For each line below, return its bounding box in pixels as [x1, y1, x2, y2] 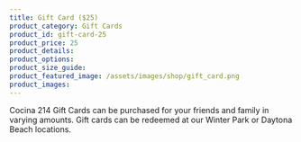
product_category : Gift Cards [9, 22, 123, 31]
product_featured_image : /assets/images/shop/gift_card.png [9, 72, 241, 81]
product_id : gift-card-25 [9, 30, 106, 39]
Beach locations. [9, 123, 72, 135]
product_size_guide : [9, 64, 87, 73]
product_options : [9, 55, 75, 64]
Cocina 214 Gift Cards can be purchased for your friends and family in [9, 104, 269, 115]
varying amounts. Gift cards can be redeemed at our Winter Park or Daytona [9, 114, 293, 125]
